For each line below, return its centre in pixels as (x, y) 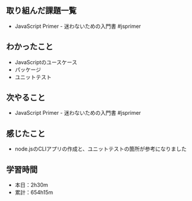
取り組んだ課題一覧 (41, 11)
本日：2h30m (32, 185)
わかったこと (30, 47)
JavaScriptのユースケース (46, 62)
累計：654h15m (34, 193)
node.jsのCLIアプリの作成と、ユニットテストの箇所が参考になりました (101, 149)
